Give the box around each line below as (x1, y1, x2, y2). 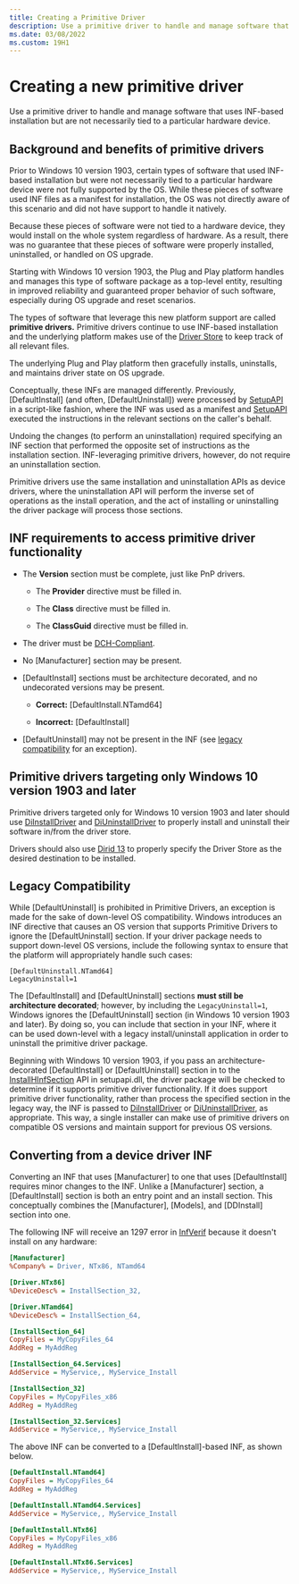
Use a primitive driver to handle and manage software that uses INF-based (9, 106, 284, 117)
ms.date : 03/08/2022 (9, 29, 87, 38)
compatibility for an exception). (21, 743, 137, 754)
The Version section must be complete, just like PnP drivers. (21, 569, 245, 579)
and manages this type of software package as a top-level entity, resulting (9, 276, 283, 286)
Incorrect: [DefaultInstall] (35, 716, 130, 727)
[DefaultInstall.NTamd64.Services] (9, 1501, 142, 1510)
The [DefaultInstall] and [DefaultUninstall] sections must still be (9, 990, 244, 1001)
